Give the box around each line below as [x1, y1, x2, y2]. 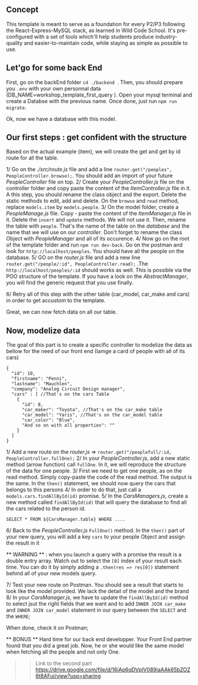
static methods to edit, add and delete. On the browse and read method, [6, 197, 179, 204]
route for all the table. [6, 154, 59, 162]
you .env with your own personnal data [6, 85, 102, 92]
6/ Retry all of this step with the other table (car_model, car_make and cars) [6, 290, 190, 298]
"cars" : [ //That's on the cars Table [11, 391, 110, 398]
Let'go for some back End [6, 63, 102, 73]
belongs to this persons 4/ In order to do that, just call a [6, 486, 141, 494]
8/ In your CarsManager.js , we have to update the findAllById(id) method [6, 594, 189, 601]
